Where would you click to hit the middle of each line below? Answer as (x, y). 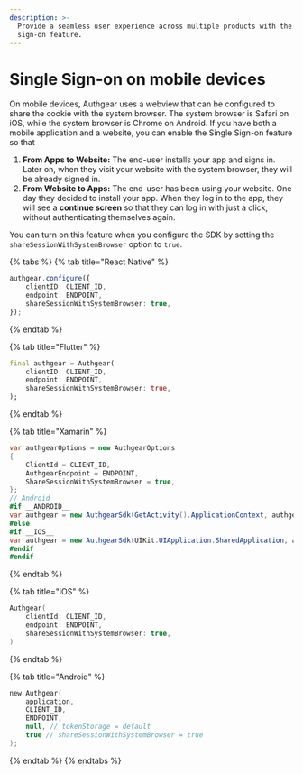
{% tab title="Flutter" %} (55, 346)
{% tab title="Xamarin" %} (58, 432)
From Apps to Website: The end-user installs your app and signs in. (149, 160)
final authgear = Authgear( (62, 363)
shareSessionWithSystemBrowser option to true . (96, 244)
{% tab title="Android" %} (57, 677)
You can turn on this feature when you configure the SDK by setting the (142, 235)
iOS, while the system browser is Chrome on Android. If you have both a (143, 124)
